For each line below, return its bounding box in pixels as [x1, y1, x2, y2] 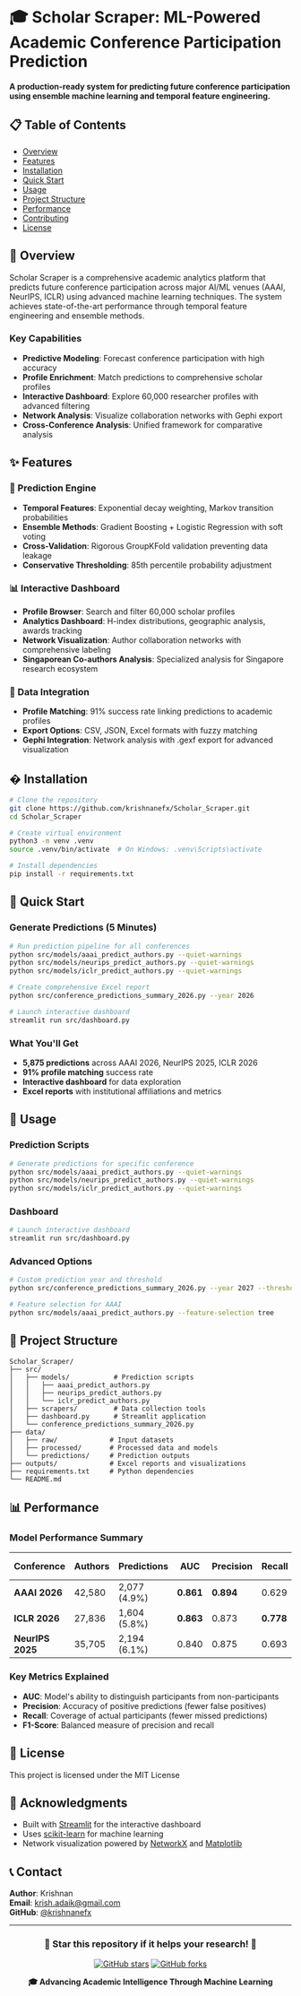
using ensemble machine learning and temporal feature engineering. [9, 91, 271, 101]
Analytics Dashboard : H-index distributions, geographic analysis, [21, 615, 266, 626]
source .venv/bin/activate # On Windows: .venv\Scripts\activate [9, 845, 262, 855]
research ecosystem [21, 663, 99, 673]
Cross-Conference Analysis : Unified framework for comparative [21, 419, 262, 430]
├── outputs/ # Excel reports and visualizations [9, 1459, 246, 1468]
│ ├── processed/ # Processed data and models [9, 1443, 219, 1453]
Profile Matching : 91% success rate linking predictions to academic [21, 706, 273, 717]
